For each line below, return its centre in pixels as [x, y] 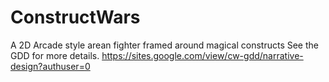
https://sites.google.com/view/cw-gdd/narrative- [202, 55]
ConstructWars [75, 17]
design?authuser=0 [50, 66]
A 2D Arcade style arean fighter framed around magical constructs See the [164, 45]
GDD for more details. [55, 55]
